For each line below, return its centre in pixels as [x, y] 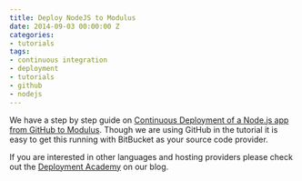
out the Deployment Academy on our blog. [89, 166]
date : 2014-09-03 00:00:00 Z [65, 26]
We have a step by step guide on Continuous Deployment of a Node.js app [149, 120]
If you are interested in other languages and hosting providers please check [151, 156]
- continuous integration [58, 60]
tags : [20, 52]
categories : [32, 35]
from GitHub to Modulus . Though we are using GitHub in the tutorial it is [144, 129]
